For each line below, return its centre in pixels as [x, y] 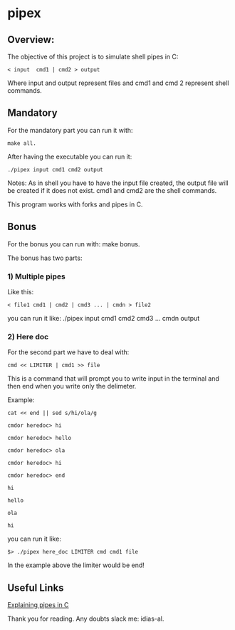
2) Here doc [28, 336]
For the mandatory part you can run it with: [70, 130]
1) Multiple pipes [36, 276]
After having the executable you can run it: [70, 156]
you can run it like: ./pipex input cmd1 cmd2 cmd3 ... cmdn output [104, 318]
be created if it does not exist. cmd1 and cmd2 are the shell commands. [112, 190]
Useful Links [36, 587]
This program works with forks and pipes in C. [75, 204]
